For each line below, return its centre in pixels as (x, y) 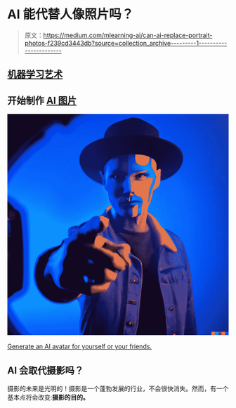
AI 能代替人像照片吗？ (71, 14)
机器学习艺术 (35, 74)
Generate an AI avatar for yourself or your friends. (80, 347)
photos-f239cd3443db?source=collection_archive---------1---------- (126, 43)
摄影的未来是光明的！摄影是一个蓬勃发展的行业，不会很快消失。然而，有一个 (118, 388)
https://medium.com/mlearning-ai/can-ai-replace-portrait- (128, 35)
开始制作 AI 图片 (42, 100)
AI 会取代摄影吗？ (46, 370)
